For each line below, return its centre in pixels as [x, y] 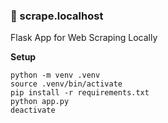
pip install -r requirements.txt [80, 93]
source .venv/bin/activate [66, 84]
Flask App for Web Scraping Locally [84, 38]
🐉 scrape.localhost [57, 16]
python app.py [40, 102]
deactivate [33, 110]
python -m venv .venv [55, 75]
